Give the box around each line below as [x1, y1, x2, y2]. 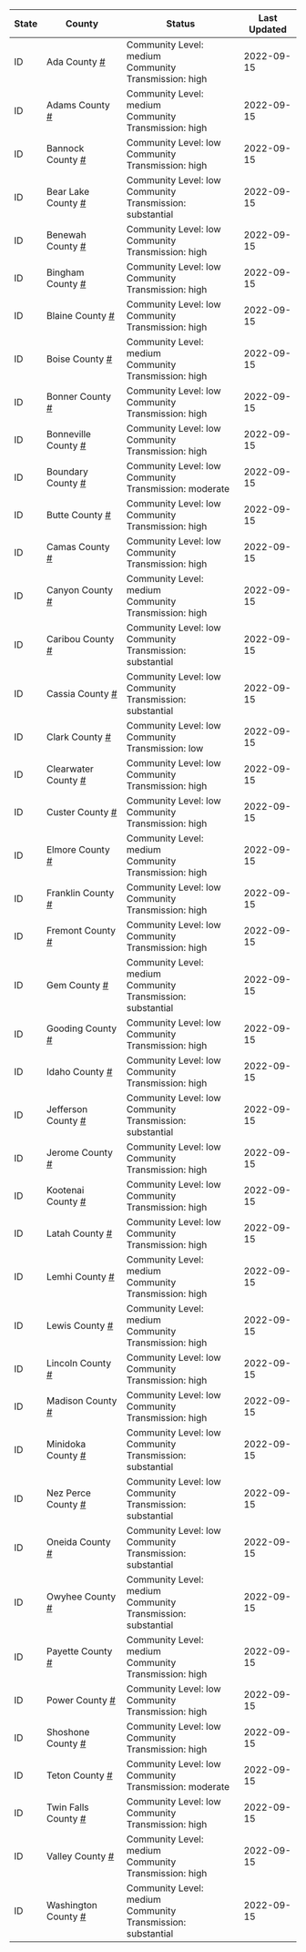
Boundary [46, 465, 88, 477]
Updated [249, 23, 287, 36]
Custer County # [46, 806, 117, 818]
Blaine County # [46, 310, 116, 322]
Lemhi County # [46, 1271, 116, 1283]
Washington [46, 1899, 98, 1911]
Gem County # [46, 979, 109, 991]
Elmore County [46, 843, 111, 855]
